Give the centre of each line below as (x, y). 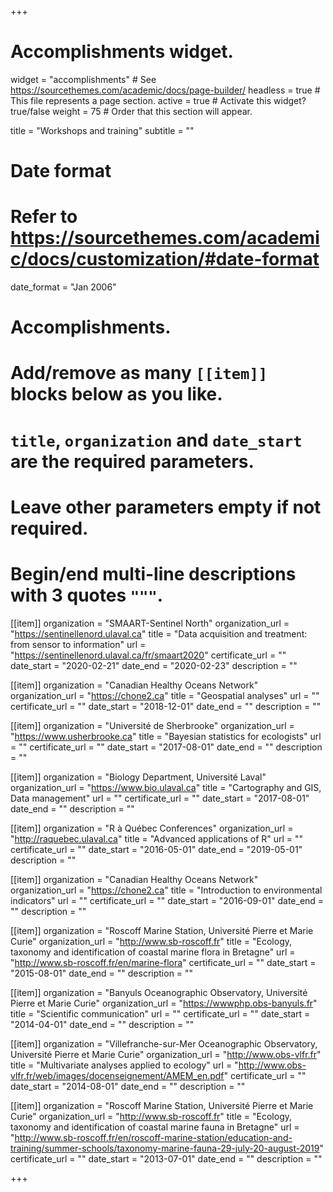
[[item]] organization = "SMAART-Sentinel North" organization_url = (150, 623)
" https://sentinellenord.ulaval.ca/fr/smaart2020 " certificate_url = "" (148, 655)
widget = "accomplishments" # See (83, 79)
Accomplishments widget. (122, 52)
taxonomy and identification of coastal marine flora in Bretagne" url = (153, 952)
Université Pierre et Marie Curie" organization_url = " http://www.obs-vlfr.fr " (166, 1054)
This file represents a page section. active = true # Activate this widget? (158, 100)
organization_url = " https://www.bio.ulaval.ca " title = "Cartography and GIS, (166, 787)
